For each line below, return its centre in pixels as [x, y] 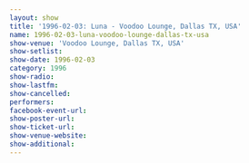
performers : [32, 102]
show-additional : [42, 144]
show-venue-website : [49, 136]
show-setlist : [36, 52]
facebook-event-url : [49, 110]
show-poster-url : [42, 119]
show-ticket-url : [42, 128]
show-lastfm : [34, 85]
